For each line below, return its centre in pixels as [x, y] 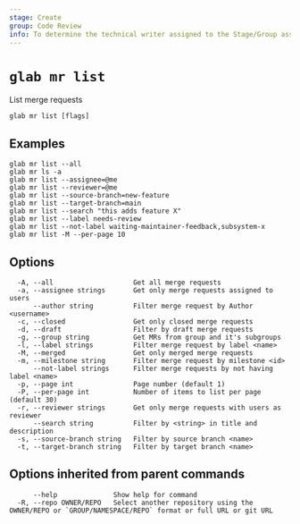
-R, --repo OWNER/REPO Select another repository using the [135, 503]
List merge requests [46, 100]
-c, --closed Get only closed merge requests [135, 321]
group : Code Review [46, 26]
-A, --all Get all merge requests [119, 283]
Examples [37, 144]
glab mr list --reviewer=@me [63, 188]
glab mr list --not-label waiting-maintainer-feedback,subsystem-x [137, 227]
